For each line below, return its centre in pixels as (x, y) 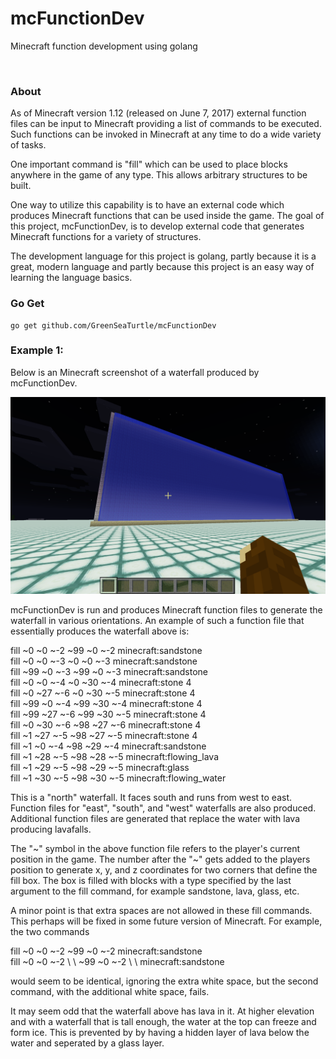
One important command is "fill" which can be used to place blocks (149, 164)
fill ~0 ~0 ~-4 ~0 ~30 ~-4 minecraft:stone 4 (101, 682)
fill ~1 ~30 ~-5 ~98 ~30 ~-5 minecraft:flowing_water (118, 778)
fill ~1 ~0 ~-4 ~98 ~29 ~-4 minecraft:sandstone (108, 746)
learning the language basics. (71, 278)
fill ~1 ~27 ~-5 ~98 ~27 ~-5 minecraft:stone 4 (104, 735)
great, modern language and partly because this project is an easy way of (162, 267)
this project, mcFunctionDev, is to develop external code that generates (157, 226)
